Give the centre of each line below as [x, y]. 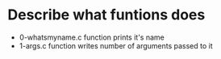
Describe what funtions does [106, 15]
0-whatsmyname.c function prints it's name [92, 37]
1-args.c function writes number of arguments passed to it [116, 45]
